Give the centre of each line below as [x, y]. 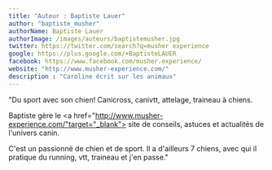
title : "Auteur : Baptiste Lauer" [67, 16]
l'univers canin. [34, 133]
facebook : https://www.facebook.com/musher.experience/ [105, 62]
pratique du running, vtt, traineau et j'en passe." [89, 157]
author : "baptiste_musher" [54, 24]
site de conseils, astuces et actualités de [196, 124]
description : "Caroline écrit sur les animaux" [92, 76]
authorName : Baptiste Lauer [56, 31]
